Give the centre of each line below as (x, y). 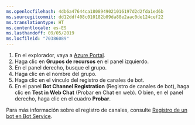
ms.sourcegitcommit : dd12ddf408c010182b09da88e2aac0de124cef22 (85, 17)
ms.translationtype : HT (35, 22)
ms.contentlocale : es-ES (36, 28)
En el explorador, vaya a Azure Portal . (60, 55)
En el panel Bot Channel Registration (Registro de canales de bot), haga (102, 86)
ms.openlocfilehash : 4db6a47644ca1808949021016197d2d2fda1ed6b (85, 11)
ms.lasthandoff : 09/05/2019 (40, 33)
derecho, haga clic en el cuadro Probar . (63, 99)
